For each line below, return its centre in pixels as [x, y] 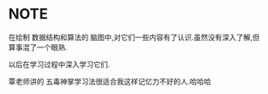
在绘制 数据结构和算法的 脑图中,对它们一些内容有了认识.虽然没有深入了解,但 [134, 37]
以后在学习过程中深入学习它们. [60, 64]
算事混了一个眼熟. [38, 47]
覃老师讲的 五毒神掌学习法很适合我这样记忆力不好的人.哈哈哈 [110, 81]
